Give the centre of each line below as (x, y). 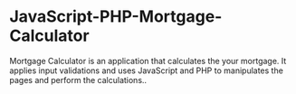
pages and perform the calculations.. (78, 80)
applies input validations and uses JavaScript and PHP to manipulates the (146, 70)
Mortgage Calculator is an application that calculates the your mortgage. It (148, 61)
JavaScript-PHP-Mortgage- (116, 17)
